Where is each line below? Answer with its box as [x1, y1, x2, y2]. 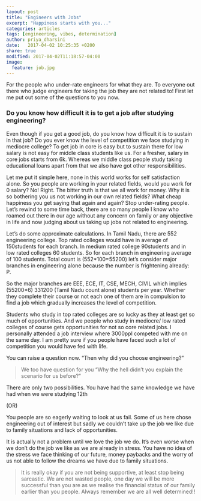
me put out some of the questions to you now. [6, 94, 120, 101]
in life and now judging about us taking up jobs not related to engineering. [6, 218, 189, 225]
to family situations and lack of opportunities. [6, 426, 118, 433]
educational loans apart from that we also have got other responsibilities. [6, 162, 187, 169]
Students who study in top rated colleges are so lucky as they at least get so [6, 311, 195, 318]
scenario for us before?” [20, 372, 82, 379]
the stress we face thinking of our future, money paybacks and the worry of [6, 451, 194, 458]
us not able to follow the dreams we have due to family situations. [6, 457, 169, 464]
